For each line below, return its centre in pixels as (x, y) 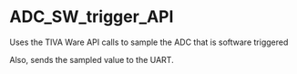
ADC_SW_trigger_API (92, 17)
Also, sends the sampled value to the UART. (92, 59)
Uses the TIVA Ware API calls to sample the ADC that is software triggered (149, 42)
